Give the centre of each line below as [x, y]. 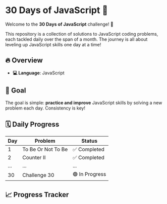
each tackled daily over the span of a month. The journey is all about [76, 39]
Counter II [34, 158]
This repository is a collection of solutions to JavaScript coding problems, [82, 34]
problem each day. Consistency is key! [45, 108]
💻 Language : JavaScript [38, 73]
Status [89, 141]
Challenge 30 [38, 175]
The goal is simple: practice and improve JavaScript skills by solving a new [84, 103]
